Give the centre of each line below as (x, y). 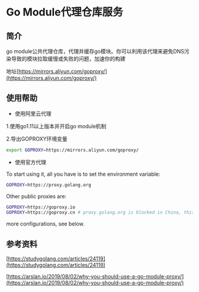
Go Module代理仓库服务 (65, 12)
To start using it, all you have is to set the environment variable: (83, 174)
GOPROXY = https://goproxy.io (41, 207)
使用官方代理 (30, 162)
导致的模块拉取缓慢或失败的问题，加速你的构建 (68, 59)
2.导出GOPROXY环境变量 (37, 139)
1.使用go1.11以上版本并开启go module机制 (56, 126)
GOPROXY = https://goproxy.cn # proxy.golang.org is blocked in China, (94, 212)
